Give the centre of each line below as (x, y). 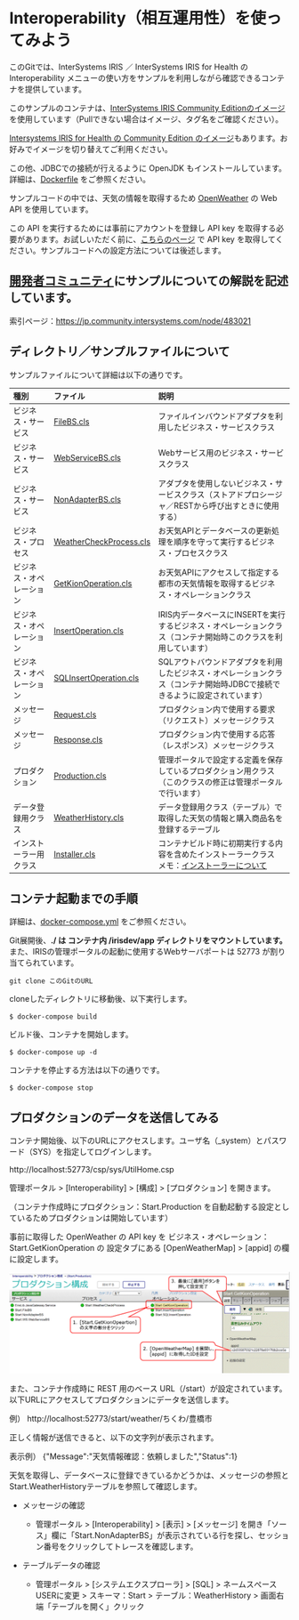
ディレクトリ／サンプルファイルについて (120, 352)
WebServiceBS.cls (87, 458)
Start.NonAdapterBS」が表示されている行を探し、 (166, 1535)
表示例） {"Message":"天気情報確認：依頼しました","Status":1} (124, 1456)
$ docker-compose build (53, 1017)
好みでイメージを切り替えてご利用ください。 (91, 149)
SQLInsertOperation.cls (96, 678)
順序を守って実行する (212, 542)
